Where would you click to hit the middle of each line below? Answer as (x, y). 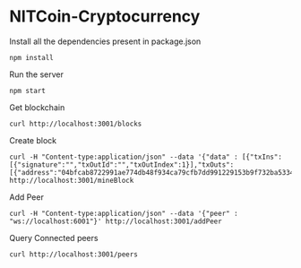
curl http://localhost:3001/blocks (76, 124)
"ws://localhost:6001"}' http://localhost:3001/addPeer (116, 221)
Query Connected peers (54, 238)
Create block (33, 140)
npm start (28, 91)
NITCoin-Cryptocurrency (105, 17)
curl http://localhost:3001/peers (74, 254)
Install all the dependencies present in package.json (105, 41)
